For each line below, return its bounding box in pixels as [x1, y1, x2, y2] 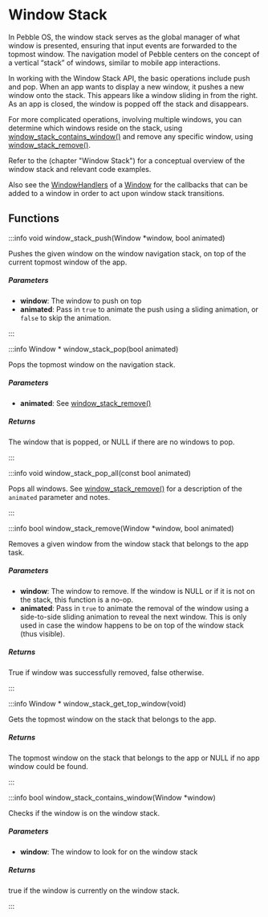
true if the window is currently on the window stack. [8, 886, 181, 895]
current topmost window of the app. [8, 257, 128, 267]
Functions [8, 211, 60, 226]
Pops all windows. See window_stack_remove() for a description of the [8, 484, 243, 493]
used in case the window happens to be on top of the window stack [19, 620, 245, 630]
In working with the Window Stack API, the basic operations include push [8, 73, 250, 83]
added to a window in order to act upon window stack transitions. [8, 188, 225, 198]
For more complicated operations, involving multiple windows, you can [8, 114, 242, 124]
